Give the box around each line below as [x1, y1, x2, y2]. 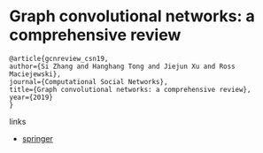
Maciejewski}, [9, 69, 62, 79]
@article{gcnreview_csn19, [9, 54, 109, 63]
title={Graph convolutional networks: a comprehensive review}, [9, 85, 251, 94]
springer [21, 133, 53, 143]
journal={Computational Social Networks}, [9, 77, 168, 86]
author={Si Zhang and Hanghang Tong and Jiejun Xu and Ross [9, 62, 236, 71]
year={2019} [9, 93, 53, 102]
